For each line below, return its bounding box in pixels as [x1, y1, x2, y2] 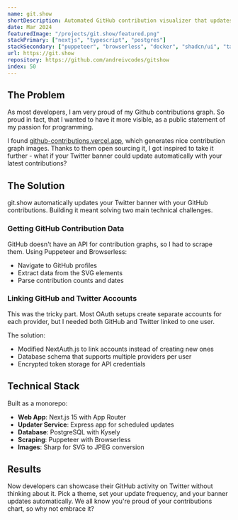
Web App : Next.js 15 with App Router [17, 412, 126, 421]
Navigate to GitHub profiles [17, 261, 98, 270]
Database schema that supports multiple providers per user [17, 352, 192, 361]
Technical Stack [7, 380, 80, 393]
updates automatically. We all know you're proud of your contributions [7, 497, 212, 506]
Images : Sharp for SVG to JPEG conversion [17, 443, 145, 451]
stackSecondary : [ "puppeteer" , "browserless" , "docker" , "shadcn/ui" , [7, 43, 220, 50]
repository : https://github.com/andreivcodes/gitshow [7, 57, 170, 64]
